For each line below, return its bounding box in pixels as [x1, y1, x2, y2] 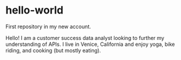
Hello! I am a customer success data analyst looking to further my [5, 34, 165, 41]
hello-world [5, 4, 64, 17]
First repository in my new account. [5, 23, 92, 30]
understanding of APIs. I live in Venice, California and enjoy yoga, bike [5, 41, 175, 48]
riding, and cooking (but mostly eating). [5, 46, 101, 54]
